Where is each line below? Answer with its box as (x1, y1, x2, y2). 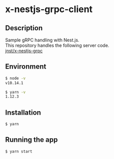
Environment (5, 62, 47, 71)
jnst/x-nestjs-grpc (5, 48, 43, 54)
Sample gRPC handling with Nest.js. (5, 37, 79, 43)
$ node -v (5, 76, 26, 81)
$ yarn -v (5, 89, 26, 94)
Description (5, 24, 43, 32)
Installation (5, 108, 41, 117)
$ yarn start (5, 149, 33, 154)
